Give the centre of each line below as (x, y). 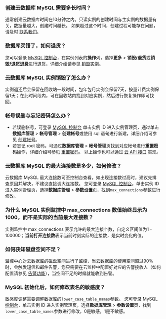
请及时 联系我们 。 (23, 32)
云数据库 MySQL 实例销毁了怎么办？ (48, 77)
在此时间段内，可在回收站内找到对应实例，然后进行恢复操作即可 (84, 95)
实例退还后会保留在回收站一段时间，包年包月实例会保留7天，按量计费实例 (80, 89)
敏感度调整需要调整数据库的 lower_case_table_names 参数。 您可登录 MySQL (82, 299)
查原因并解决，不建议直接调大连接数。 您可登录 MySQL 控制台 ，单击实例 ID (82, 184)
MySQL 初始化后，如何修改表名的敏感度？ (55, 287)
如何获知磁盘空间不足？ (33, 249)
